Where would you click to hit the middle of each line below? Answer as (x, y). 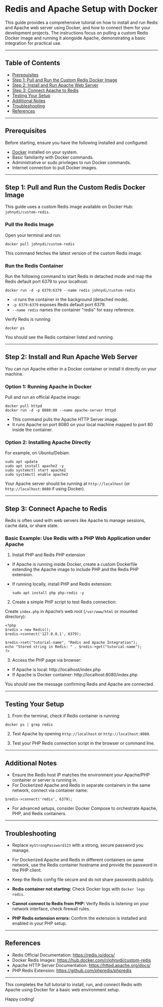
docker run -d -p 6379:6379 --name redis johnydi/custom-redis (70, 290)
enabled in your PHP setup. (39, 923)
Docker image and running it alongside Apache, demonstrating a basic (75, 38)
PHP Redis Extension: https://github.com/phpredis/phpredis (72, 970)
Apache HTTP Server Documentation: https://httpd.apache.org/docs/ (81, 965)
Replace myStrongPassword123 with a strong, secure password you (78, 845)
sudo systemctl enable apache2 (37, 475)
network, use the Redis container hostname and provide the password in (85, 865)
